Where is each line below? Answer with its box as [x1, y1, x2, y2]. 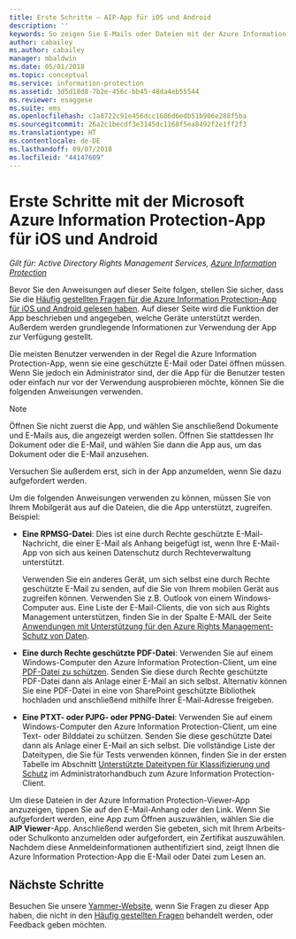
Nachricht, [21, 538, 61, 549]
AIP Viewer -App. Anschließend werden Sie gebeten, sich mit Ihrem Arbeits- [9, 823, 286, 834]
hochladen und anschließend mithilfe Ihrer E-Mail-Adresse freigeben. [21, 695, 274, 705]
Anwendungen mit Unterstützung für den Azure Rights [21, 621, 221, 632]
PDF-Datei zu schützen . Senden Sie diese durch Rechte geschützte [21, 666, 268, 678]
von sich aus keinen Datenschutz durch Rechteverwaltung [39, 547, 252, 558]
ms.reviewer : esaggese [9, 95, 93, 105]
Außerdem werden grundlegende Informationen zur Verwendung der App [9, 322, 277, 333]
